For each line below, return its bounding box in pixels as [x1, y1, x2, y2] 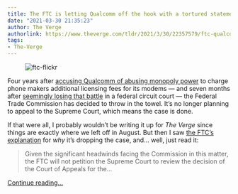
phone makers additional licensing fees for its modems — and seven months [7, 85, 230, 92]
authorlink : [7, 30, 42, 38]
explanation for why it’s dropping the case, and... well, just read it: [7, 136, 199, 144]
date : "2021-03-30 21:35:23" [7, 17, 93, 24]
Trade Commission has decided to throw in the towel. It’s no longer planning [7, 99, 229, 107]
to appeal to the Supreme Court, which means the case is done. [7, 107, 193, 115]
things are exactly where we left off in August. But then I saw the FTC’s [7, 129, 214, 136]
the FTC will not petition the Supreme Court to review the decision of [24, 157, 225, 166]
